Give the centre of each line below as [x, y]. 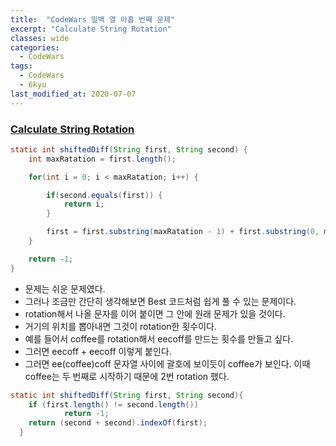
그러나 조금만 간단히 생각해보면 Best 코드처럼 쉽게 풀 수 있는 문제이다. [160, 301]
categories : [35, 47]
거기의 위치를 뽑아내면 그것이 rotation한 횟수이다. [120, 326]
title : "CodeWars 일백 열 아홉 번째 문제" [93, 19]
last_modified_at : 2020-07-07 [73, 94]
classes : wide [40, 38]
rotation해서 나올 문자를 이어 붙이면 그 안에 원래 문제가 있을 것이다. [155, 313]
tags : [21, 66]
